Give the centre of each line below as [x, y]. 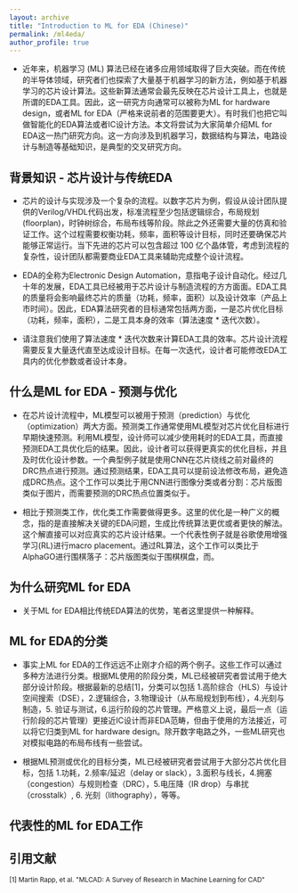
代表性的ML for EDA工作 [76, 825]
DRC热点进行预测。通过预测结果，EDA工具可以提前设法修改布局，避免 [151, 471]
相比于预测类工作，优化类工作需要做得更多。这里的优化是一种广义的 [147, 512]
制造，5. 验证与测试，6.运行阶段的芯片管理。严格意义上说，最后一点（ [151, 709]
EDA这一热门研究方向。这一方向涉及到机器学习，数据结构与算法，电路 [151, 135]
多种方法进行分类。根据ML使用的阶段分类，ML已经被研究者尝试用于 [146, 676]
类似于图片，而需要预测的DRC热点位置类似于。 [109, 493]
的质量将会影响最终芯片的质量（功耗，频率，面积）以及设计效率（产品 [151, 298]
